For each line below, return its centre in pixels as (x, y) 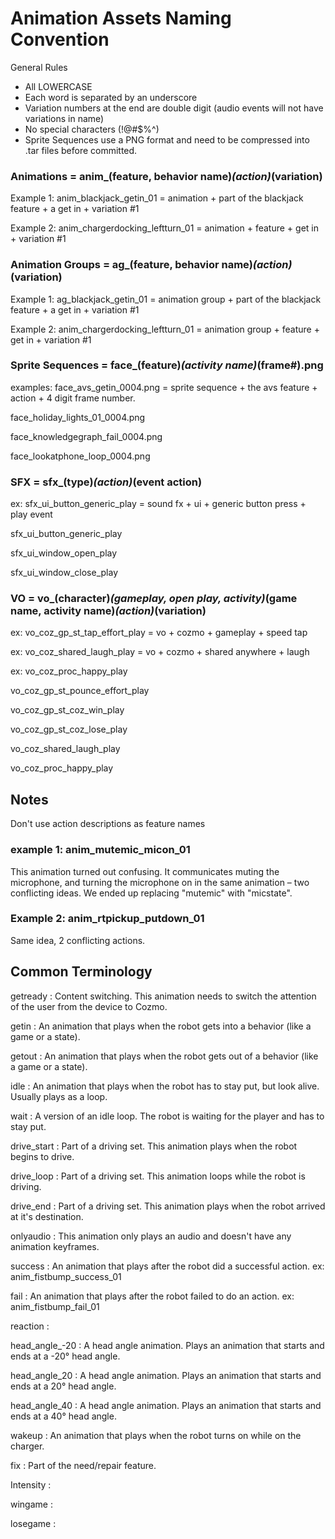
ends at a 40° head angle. (63, 1416)
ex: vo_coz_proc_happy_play (69, 671)
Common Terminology (81, 972)
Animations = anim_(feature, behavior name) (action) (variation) (166, 176)
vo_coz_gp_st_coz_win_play (67, 710)
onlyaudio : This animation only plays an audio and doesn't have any (151, 1236)
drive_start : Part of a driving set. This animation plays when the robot (154, 1146)
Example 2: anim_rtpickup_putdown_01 (107, 919)
